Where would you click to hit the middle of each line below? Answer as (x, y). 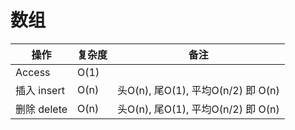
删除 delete (41, 109)
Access (33, 72)
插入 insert (40, 90)
